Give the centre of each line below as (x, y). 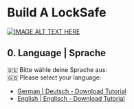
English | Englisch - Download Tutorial (71, 98)
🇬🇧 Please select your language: (54, 77)
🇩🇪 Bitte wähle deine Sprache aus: (57, 69)
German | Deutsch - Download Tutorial (72, 91)
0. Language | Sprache (57, 53)
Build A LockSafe (57, 13)
